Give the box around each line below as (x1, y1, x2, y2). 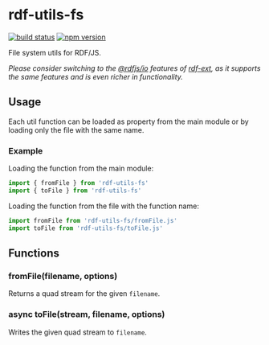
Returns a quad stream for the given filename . (8, 289, 161, 298)
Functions (8, 246, 60, 260)
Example (8, 145, 43, 156)
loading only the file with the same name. (8, 125, 145, 134)
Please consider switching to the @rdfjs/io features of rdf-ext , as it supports (8, 63, 261, 73)
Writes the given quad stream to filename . (8, 327, 147, 337)
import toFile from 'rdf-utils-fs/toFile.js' (8, 224, 163, 232)
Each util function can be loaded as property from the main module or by (8, 117, 249, 126)
